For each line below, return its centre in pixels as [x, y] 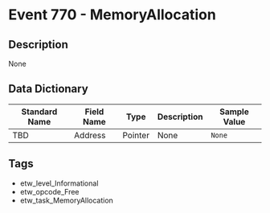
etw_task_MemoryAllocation [67, 200]
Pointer [136, 135]
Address [90, 135]
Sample [234, 112]
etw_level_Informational [59, 183]
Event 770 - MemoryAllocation [112, 15]
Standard [39, 112]
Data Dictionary [48, 89]
